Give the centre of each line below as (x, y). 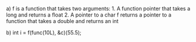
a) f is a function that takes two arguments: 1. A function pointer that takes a (98, 9)
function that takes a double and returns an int (63, 21)
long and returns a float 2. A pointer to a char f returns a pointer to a (89, 15)
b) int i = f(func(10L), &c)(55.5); (44, 33)
